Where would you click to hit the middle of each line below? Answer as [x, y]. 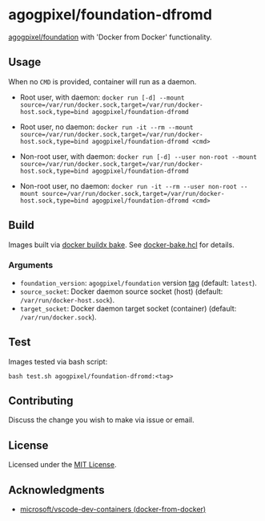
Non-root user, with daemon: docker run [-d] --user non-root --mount [139, 156]
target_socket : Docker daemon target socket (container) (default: [128, 308]
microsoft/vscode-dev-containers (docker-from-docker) [113, 509]
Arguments [31, 265]
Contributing [41, 401]
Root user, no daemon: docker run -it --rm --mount [106, 127]
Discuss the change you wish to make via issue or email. [101, 420]
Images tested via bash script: [58, 361]
